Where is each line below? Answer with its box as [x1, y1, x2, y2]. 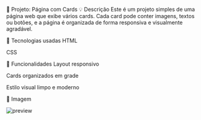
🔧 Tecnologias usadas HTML [6, 37, 78, 44]
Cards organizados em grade [6, 72, 79, 79]
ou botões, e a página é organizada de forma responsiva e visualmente [6, 19, 183, 26]
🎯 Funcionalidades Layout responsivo [6, 60, 100, 68]
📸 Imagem [6, 95, 32, 103]
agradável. [6, 25, 33, 33]
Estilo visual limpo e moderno [6, 84, 80, 90]
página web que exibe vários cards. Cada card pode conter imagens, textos [6, 13, 195, 19]
